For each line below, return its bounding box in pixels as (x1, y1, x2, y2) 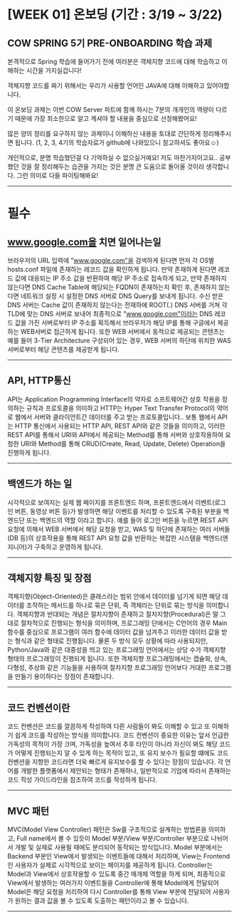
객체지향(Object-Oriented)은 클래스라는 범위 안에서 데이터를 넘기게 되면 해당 (7, 592, 221, 601)
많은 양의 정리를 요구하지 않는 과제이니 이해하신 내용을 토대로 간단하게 (7, 130, 201, 137)
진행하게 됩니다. (7, 448, 52, 456)
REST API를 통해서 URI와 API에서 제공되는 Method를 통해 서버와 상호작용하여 (7, 430, 224, 439)
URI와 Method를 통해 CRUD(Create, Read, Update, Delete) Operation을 (20, 439, 226, 448)
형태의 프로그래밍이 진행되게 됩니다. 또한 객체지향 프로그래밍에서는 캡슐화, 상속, (7, 654, 228, 663)
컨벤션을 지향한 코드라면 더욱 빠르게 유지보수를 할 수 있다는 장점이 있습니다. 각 (7, 757, 224, 766)
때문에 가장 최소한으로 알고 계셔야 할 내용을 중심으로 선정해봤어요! (14, 115, 197, 122)
